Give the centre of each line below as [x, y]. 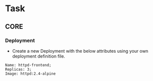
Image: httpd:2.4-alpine [30, 74]
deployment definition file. [38, 56]
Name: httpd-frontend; [28, 65]
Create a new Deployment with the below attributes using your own [80, 51]
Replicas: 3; [18, 69]
